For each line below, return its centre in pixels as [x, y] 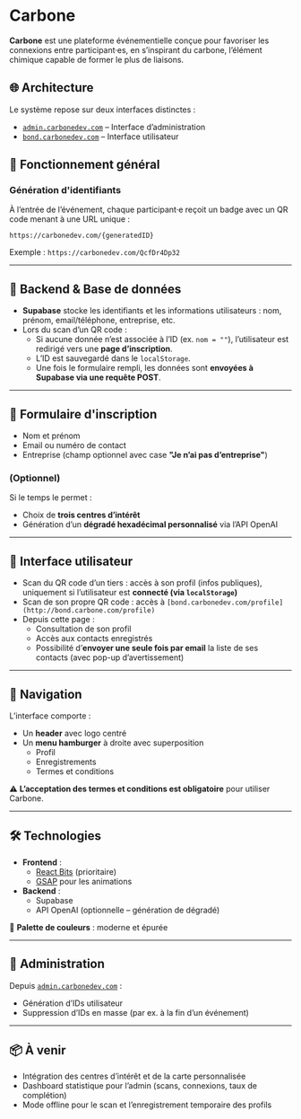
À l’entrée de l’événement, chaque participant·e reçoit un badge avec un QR [149, 210]
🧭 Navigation [46, 694]
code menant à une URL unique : [70, 219]
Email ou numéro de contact [74, 445]
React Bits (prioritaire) [76, 871]
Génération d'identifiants [65, 190]
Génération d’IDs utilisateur [73, 1003]
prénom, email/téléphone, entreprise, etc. [99, 321]
